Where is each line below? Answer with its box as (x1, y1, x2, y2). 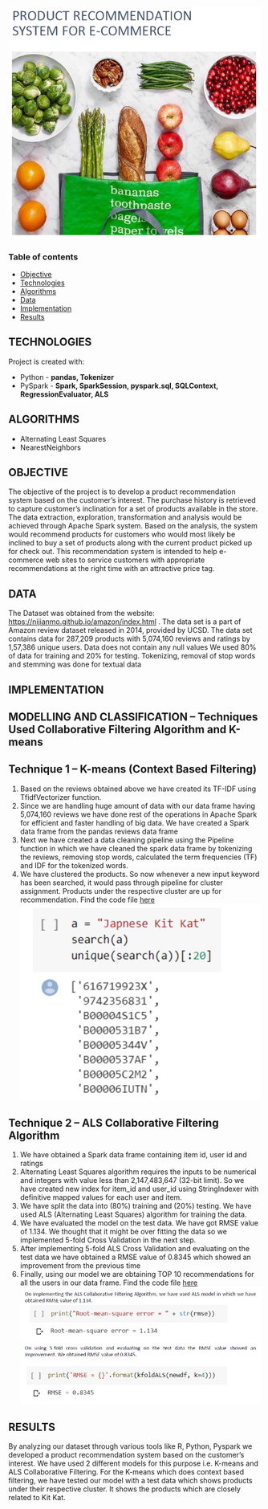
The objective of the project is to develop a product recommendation (8, 487, 236, 496)
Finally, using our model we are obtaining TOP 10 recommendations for (19, 1270, 254, 1279)
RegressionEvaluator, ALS (19, 389, 109, 399)
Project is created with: (8, 357, 85, 366)
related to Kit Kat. (8, 1493, 66, 1503)
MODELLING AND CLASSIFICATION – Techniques (8, 710, 258, 724)
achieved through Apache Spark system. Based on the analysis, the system (8, 521, 258, 531)
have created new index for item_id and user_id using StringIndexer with (19, 1184, 259, 1194)
